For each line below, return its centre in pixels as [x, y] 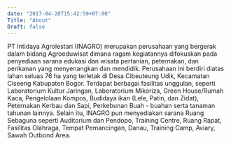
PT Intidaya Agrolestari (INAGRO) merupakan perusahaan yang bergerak [112, 47]
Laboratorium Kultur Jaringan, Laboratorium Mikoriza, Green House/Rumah [115, 91]
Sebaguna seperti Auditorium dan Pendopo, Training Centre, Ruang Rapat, [114, 121]
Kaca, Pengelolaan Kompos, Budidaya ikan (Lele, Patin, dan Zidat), [103, 98]
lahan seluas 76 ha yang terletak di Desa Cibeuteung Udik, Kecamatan [108, 76]
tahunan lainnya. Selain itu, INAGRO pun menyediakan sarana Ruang [106, 113]
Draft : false [26, 26]
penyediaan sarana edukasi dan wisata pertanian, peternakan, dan [103, 61]
